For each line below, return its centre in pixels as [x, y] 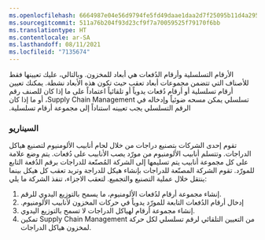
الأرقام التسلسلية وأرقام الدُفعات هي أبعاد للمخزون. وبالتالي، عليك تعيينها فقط [121, 74]
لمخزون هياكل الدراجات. [56, 227]
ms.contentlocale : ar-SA [50, 37]
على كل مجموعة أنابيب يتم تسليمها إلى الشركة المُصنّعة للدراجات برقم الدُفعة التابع [129, 162]
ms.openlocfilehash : [43, 15]
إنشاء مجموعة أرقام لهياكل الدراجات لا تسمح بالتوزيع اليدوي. [108, 211]
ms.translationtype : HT [48, 30]
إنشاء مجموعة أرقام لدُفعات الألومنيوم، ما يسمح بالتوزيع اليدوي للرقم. [121, 194]
